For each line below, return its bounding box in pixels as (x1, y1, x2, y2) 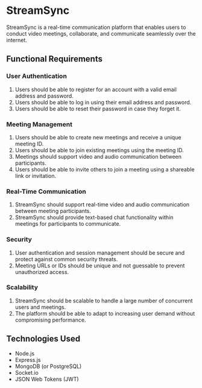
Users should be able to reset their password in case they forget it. (14, 105, 181, 112)
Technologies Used (6, 334, 80, 344)
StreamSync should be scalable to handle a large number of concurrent (14, 297, 193, 304)
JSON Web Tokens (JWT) (14, 375, 80, 383)
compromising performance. (14, 316, 86, 323)
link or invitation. (14, 172, 56, 179)
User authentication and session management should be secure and (14, 249, 185, 256)
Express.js (14, 356, 41, 363)
